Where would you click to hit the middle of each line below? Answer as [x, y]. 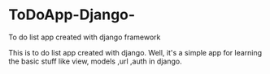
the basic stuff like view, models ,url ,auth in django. [95, 61]
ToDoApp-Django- [72, 15]
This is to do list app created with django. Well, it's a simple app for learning [135, 52]
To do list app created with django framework [85, 37]
